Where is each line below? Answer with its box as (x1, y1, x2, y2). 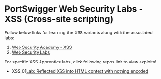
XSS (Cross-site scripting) (4, 14, 114, 25)
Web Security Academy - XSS (11, 44, 72, 50)
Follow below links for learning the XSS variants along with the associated (4, 30, 153, 35)
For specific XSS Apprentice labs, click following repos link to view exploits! (4, 59, 157, 64)
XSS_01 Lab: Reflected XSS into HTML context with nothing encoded (11, 68, 149, 74)
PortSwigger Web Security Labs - (4, 3, 143, 15)
